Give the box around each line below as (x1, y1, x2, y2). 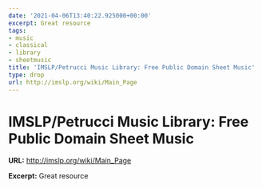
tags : (8, 26, 26, 34)
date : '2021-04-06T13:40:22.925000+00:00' (8, 11, 152, 20)
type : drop (8, 71, 45, 79)
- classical (8, 41, 48, 49)
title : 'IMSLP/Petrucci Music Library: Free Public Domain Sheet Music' (8, 64, 256, 72)
